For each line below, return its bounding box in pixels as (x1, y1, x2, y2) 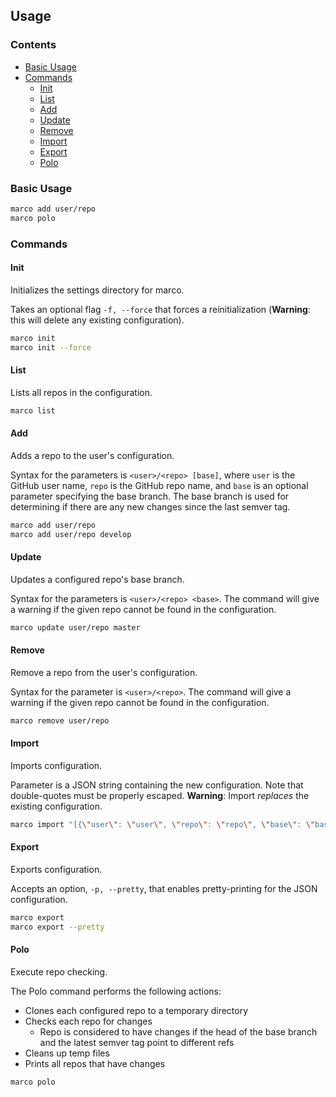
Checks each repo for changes (24, 1015, 153, 1028)
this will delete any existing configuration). (10, 314, 185, 326)
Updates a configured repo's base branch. (10, 573, 185, 585)
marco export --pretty (10, 922, 105, 932)
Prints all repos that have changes (24, 1058, 166, 1070)
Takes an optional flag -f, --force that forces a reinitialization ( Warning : (10, 303, 311, 315)
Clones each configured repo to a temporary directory (24, 1005, 249, 1017)
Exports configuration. (10, 864, 103, 876)
